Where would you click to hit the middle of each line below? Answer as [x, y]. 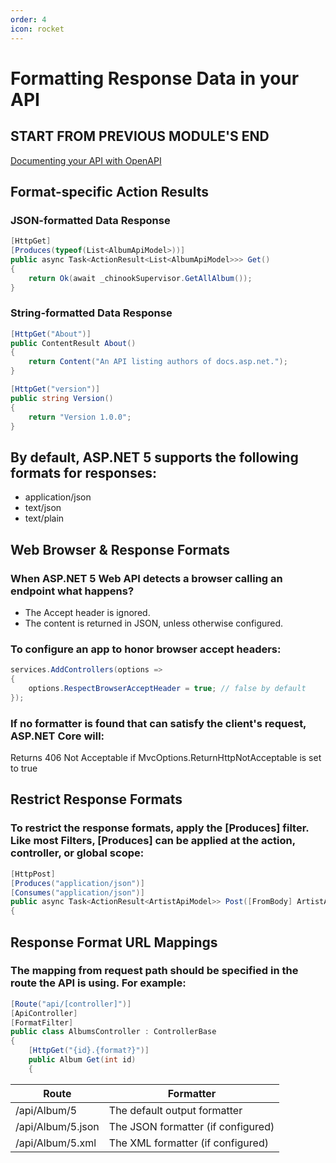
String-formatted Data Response [91, 313]
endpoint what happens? [72, 591]
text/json [43, 508]
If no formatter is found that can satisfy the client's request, [158, 723]
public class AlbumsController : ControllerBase [113, 1032]
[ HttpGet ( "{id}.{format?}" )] [89, 1051]
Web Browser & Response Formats [120, 549]
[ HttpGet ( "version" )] [55, 389]
